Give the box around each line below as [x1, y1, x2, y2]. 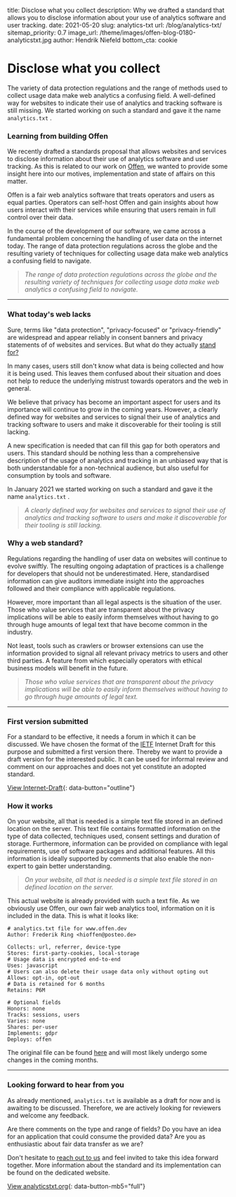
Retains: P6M [7, 987, 46, 994]
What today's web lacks [7, 310, 91, 319]
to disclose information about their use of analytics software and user [7, 155, 209, 163]
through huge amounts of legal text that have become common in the [7, 620, 208, 628]
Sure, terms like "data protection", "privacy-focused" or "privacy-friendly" [7, 325, 221, 334]
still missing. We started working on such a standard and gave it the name [7, 106, 221, 115]
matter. [7, 177, 28, 186]
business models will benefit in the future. [7, 664, 129, 672]
